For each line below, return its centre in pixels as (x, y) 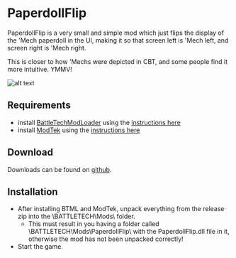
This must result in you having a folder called (94, 224)
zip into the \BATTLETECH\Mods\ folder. (77, 216)
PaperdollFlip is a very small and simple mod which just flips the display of (116, 33)
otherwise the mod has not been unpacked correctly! (106, 239)
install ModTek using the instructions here (79, 130)
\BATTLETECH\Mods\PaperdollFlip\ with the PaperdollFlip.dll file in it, (129, 232)
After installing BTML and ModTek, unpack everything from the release (121, 209)
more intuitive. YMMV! (40, 69)
